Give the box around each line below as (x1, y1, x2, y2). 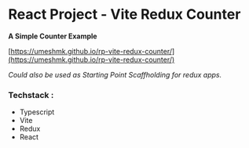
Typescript (19, 107, 55, 117)
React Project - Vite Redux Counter (8, 5, 241, 23)
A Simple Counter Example (8, 31, 97, 41)
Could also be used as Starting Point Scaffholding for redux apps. (8, 70, 222, 79)
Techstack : (8, 89, 54, 100)
